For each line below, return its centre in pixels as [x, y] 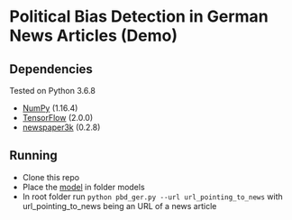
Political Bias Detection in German [139, 17]
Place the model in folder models [84, 187]
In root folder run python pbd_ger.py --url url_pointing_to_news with [153, 197]
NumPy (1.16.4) [50, 108]
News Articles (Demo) [94, 36]
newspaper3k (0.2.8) [61, 127]
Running [34, 156]
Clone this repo [50, 177]
